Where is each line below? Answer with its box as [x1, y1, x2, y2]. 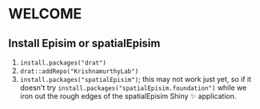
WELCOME [8, 5, 82, 23]
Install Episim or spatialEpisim [8, 37, 161, 50]
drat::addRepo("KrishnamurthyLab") [19, 68, 139, 76]
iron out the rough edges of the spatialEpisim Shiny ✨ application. [19, 91, 237, 100]
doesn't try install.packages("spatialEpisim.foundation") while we [19, 83, 247, 92]
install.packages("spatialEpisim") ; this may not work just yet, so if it [19, 75, 252, 84]
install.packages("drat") [19, 59, 106, 67]
